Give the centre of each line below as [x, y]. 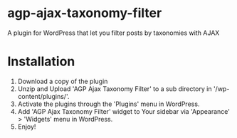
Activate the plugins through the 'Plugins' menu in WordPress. [109, 104]
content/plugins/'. [43, 96]
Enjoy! [27, 127]
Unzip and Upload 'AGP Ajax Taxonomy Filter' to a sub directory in [115, 89]
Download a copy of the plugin [63, 81]
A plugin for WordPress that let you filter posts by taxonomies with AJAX [114, 33]
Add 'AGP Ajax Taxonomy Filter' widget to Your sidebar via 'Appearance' [123, 111]
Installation [41, 62]
